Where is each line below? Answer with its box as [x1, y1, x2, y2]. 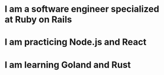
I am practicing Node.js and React [4, 37, 147, 48]
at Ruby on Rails [4, 14, 73, 25]
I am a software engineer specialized [4, 3, 160, 15]
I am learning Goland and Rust [4, 59, 131, 70]
